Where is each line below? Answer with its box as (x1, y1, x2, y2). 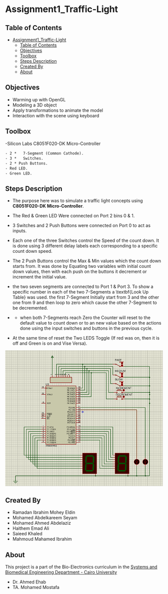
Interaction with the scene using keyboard (12, 112, 99, 118)
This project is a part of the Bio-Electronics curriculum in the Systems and (5, 564, 157, 570)
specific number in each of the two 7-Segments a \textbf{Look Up (12, 289, 149, 295)
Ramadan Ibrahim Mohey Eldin (12, 509, 75, 515)
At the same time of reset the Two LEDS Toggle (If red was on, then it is (12, 335, 160, 341)
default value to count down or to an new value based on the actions (19, 320, 161, 326)
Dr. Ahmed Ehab (12, 579, 46, 585)
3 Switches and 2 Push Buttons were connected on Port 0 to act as (12, 222, 151, 229)
